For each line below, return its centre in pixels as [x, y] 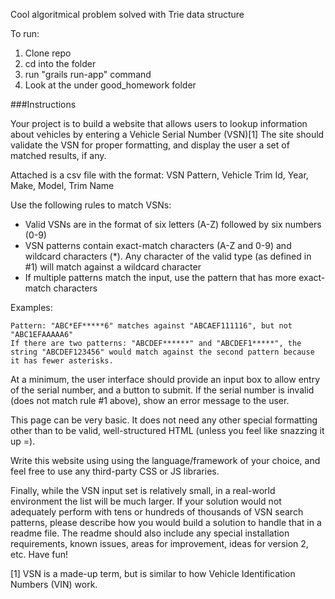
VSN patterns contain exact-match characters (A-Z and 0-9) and [158, 245]
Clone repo [48, 53]
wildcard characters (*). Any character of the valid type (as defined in [168, 256]
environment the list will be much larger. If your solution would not [146, 501]
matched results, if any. [58, 155]
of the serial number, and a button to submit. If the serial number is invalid [162, 390]
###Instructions [43, 104]
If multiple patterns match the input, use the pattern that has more [160, 277]
